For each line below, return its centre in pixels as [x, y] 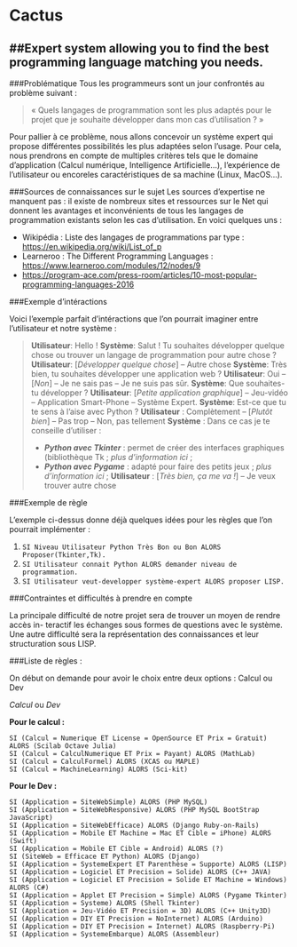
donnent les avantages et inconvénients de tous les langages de [126, 211]
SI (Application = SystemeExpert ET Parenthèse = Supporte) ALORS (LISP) [148, 864]
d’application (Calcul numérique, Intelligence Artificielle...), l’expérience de [145, 165]
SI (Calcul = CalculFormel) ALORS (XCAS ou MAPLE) [105, 761]
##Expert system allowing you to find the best [139, 48]
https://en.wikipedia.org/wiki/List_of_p [92, 247]
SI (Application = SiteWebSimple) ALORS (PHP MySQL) [109, 802]
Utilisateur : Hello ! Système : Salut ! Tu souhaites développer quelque [158, 346]
